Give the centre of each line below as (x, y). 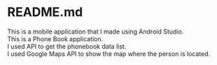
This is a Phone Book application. (55, 38)
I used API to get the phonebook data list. (67, 46)
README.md (45, 12)
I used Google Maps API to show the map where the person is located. (109, 54)
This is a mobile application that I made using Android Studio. (96, 31)
